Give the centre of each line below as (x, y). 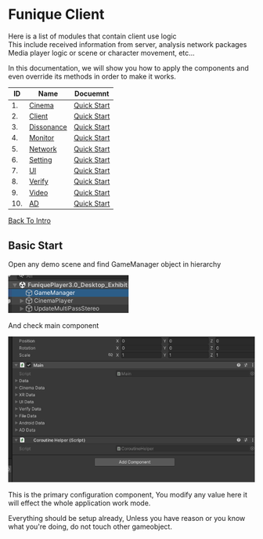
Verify (38, 181)
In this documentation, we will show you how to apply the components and (128, 67)
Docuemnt (92, 94)
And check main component (54, 326)
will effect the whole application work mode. (79, 503)
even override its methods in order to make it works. (92, 76)
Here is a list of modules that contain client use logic (93, 36)
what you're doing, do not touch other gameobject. (90, 526)
